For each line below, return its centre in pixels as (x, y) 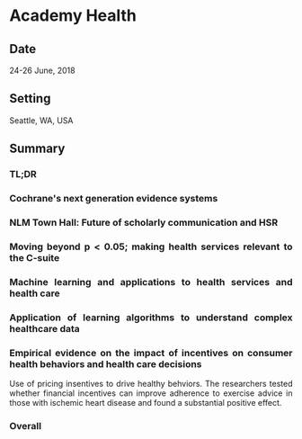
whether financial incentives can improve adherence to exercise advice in (151, 393)
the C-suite (35, 257)
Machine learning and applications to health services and (151, 282)
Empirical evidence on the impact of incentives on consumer (151, 353)
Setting (30, 99)
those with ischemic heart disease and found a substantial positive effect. (146, 403)
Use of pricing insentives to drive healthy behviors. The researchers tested (151, 384)
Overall (26, 426)
